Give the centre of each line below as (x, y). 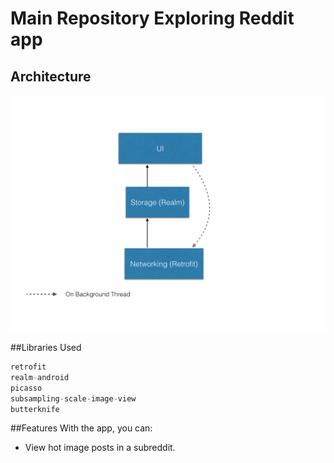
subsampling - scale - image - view (73, 398)
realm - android (40, 377)
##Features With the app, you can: (81, 428)
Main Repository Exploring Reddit (152, 18)
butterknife (35, 409)
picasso (26, 388)
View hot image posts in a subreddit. (100, 448)
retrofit (28, 367)
